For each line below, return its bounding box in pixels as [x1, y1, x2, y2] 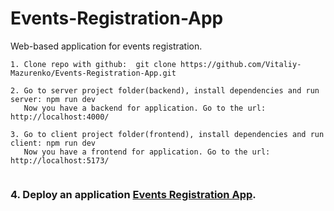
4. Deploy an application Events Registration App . [10, 187, 257, 201]
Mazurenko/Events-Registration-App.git [10, 68, 177, 78]
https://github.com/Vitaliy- [180, 59, 302, 69]
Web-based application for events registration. [10, 40, 203, 52]
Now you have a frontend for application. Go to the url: [23, 147, 271, 157]
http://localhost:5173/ [10, 155, 110, 166]
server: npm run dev [10, 94, 97, 104]
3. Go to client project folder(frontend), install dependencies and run [10, 129, 325, 139]
